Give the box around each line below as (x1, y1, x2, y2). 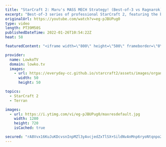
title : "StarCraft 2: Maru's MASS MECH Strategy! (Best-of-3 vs (5, 7, 140, 12)
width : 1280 (14, 116, 39, 121)
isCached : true (14, 125, 45, 131)
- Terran (9, 98, 28, 103)
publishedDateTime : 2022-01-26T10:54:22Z (5, 30, 92, 35)
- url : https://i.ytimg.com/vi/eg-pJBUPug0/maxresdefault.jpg (9, 111, 140, 116)
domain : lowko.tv (9, 62, 45, 67)
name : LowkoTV (9, 57, 39, 62)
